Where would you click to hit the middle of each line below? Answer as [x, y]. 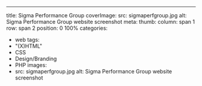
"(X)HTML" [29, 46]
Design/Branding [36, 59]
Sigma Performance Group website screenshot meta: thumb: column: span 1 [101, 22]
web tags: [27, 40]
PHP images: [31, 65]
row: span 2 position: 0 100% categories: [57, 28]
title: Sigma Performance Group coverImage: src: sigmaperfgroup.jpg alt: [96, 15]
